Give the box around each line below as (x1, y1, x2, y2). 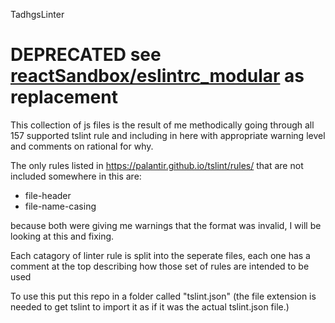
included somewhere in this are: (10, 170, 142, 182)
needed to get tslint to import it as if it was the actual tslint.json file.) (10, 300, 290, 313)
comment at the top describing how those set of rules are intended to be (10, 260, 310, 272)
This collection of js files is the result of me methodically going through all (10, 119, 315, 131)
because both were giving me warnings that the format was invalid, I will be (10, 219, 322, 231)
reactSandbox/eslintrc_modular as (10, 65, 305, 88)
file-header (24, 189, 72, 201)
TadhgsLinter (10, 9, 65, 20)
